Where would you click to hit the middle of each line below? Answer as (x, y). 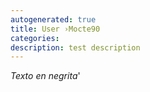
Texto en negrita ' (45, 76)
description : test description (75, 47)
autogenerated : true (53, 19)
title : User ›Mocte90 (55, 29)
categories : (35, 38)
